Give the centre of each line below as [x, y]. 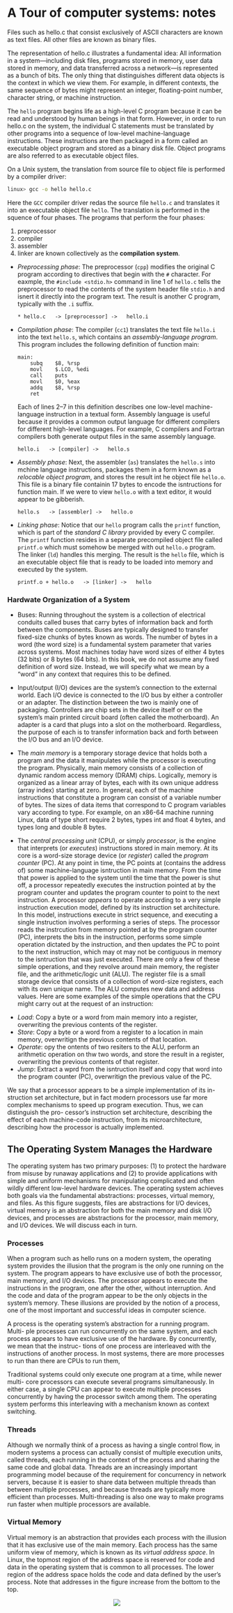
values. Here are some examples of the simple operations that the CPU [119, 996]
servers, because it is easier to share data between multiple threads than [112, 1482]
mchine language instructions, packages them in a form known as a [114, 470]
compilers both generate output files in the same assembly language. [116, 436]
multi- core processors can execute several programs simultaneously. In [111, 1382]
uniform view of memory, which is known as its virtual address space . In [111, 1552]
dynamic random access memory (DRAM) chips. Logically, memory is [117, 775]
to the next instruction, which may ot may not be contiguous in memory [119, 952]
